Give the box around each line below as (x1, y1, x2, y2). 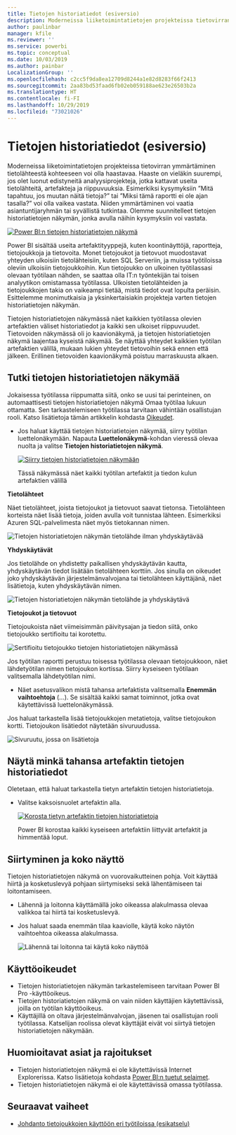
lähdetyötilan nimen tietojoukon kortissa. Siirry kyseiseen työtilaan (7, 664, 199, 672)
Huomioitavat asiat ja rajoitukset (7, 1047, 152, 1058)
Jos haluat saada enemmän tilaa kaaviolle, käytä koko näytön (17, 922, 195, 930)
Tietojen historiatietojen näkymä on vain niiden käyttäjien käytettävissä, (17, 996, 224, 1004)
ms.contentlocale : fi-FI (7, 95, 80, 102)
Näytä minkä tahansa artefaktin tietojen (7, 755, 185, 767)
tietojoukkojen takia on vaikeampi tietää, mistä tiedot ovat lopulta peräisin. (7, 286, 221, 294)
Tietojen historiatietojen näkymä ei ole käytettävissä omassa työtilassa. (17, 1080, 223, 1089)
